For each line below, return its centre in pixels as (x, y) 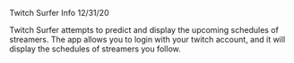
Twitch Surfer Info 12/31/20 (59, 13)
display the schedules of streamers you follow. (95, 49)
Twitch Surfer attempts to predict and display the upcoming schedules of (144, 30)
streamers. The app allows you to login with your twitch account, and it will (147, 39)
